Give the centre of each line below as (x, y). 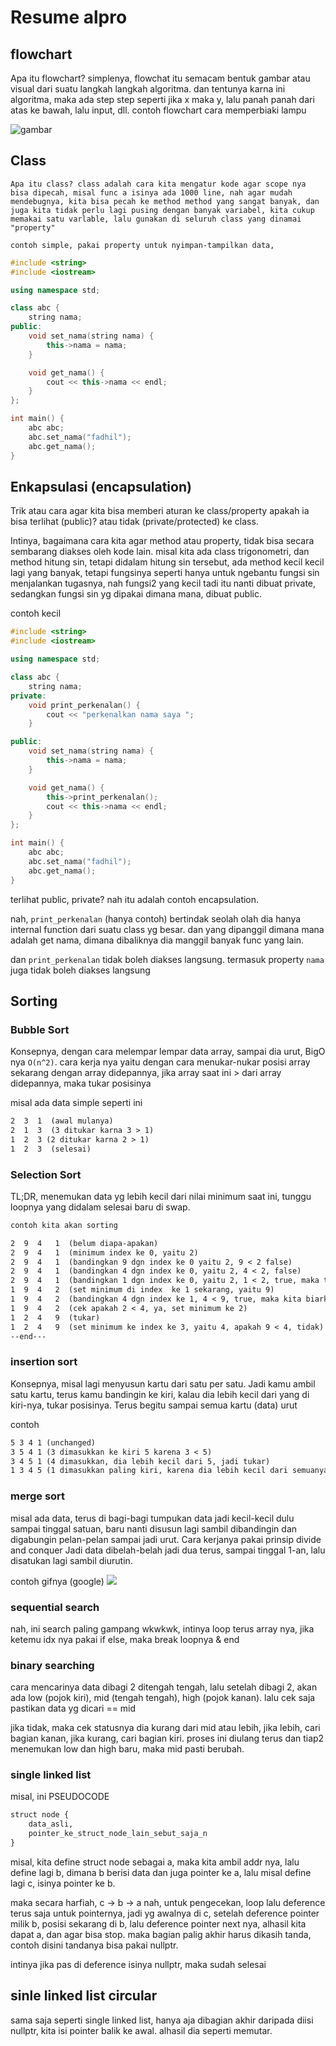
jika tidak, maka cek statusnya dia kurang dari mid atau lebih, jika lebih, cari (165, 1728)
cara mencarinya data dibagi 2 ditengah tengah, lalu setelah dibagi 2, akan (164, 1687)
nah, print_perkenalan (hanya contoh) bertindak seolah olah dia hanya (156, 918)
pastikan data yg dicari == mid (73, 1708)
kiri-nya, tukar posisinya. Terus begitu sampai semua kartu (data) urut (154, 1405)
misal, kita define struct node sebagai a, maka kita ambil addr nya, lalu (155, 1862)
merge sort (38, 1496)
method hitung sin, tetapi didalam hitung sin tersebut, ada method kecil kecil (167, 562)
